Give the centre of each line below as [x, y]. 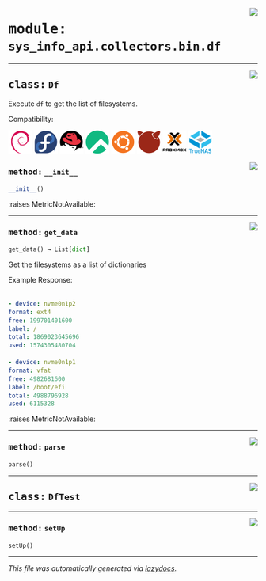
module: [38, 29]
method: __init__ [43, 172]
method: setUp [37, 528]
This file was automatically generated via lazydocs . [93, 568]
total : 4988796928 [38, 396]
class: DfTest [44, 496]
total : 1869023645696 [44, 337]
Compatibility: [31, 119]
